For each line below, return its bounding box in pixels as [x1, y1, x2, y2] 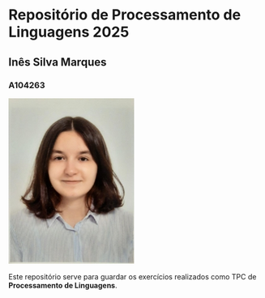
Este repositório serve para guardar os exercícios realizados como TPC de [8, 271, 257, 281]
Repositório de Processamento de [8, 6, 241, 24]
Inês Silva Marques [8, 55, 107, 69]
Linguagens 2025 [8, 23, 130, 41]
